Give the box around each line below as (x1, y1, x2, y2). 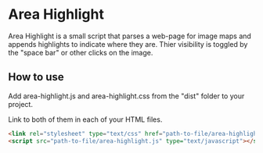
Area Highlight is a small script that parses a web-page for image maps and (8, 31, 252, 41)
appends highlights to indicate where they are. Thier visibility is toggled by (8, 39, 248, 48)
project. (8, 99, 34, 109)
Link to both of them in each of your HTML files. (8, 115, 163, 124)
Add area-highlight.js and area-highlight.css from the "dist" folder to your (8, 91, 245, 101)
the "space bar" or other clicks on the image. (8, 48, 153, 57)
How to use (8, 70, 64, 84)
